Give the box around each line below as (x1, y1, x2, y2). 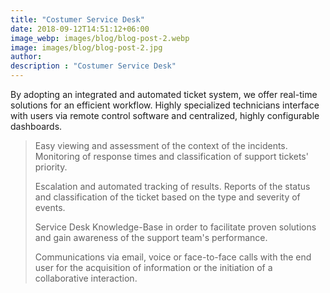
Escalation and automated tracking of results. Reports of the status (34, 181, 311, 192)
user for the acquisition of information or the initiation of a (34, 262, 273, 273)
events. (34, 202, 66, 213)
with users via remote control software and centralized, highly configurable (10, 110, 320, 121)
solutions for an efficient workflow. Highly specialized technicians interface (10, 99, 320, 111)
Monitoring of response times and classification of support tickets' (34, 151, 309, 162)
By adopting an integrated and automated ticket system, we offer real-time (10, 89, 318, 100)
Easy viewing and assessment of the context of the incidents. (34, 140, 288, 151)
